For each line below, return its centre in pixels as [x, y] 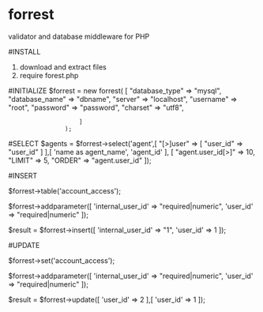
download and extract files [63, 67]
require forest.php [49, 75]
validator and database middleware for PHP [79, 36]
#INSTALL [24, 51]
